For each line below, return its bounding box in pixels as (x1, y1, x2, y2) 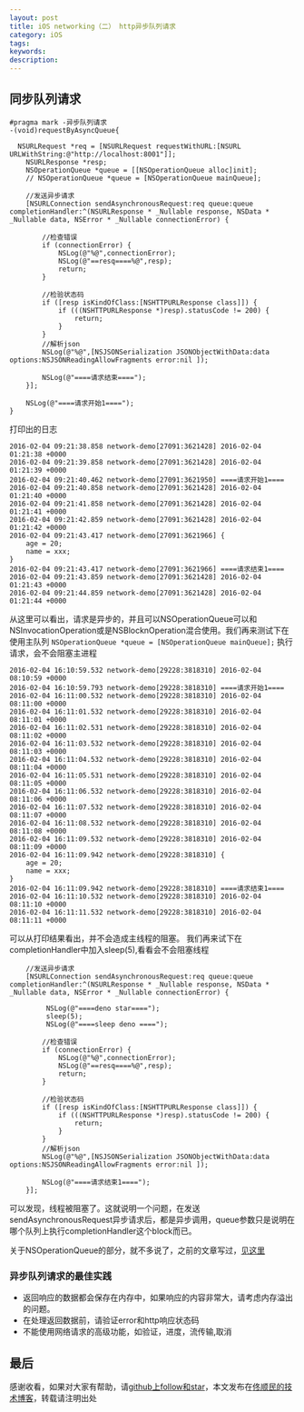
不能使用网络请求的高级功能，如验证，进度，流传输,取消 (22, 1327, 232, 1337)
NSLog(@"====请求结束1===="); (42, 1177, 152, 1187)
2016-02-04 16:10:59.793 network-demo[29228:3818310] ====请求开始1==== (9, 683, 285, 692)
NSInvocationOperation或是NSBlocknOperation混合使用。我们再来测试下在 (9, 625, 289, 636)
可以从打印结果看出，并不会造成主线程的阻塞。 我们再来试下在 (9, 933, 242, 944)
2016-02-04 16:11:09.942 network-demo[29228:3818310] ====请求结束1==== (9, 884, 285, 893)
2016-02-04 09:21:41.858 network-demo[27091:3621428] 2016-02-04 (9, 499, 261, 508)
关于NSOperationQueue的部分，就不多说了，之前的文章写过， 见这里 (9, 1245, 266, 1256)
